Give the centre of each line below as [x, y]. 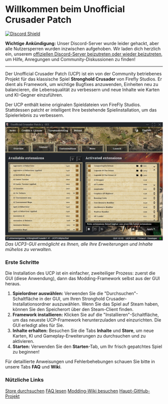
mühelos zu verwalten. [29, 249]
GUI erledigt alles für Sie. [38, 325]
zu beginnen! [26, 352]
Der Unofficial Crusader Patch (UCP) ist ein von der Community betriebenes [83, 73]
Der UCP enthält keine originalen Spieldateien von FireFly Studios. [73, 104]
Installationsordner [32, 304]
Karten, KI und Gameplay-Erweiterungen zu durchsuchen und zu [79, 336]
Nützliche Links [24, 380]
